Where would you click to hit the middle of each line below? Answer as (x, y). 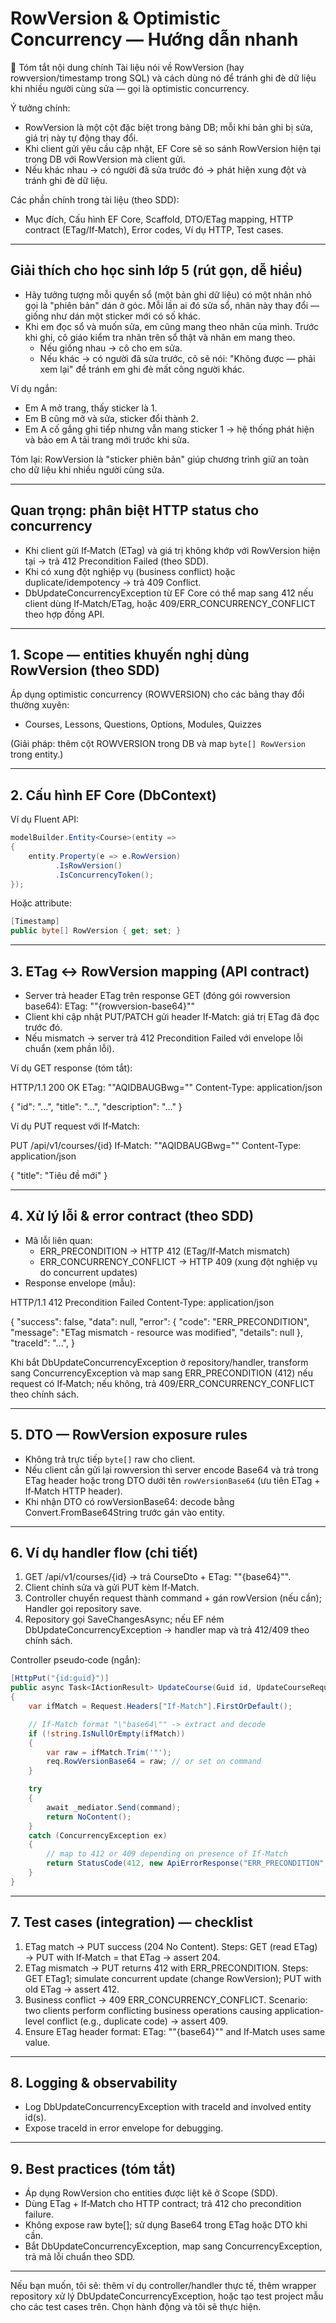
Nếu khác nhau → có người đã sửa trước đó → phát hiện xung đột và (165, 169)
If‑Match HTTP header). (73, 1491)
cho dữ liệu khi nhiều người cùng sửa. (87, 469)
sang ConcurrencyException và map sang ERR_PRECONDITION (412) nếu (162, 1373)
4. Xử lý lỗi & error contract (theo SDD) (132, 1216)
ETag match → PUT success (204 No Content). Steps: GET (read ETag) (171, 1946)
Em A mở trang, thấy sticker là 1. (91, 408)
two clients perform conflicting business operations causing (148, 2010)
